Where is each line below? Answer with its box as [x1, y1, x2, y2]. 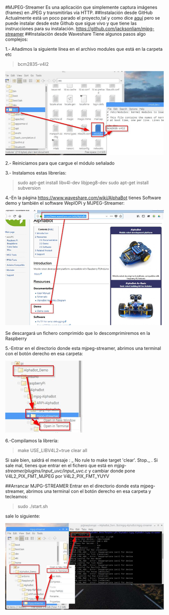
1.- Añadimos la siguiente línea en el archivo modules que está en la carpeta [5, 46, 163, 52]
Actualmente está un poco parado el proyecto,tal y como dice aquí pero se [5, 15, 160, 21]
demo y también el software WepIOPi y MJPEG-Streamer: [5, 200, 125, 206]
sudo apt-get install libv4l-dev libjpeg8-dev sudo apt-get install [17, 180, 149, 186]
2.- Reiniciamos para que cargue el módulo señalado [5, 160, 115, 166]
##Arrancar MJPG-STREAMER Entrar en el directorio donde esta [5, 483, 139, 489]
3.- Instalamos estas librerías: [5, 170, 66, 176]
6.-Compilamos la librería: [5, 437, 59, 444]
